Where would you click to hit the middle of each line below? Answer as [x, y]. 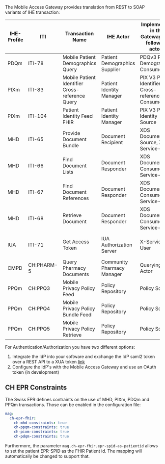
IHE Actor [118, 37]
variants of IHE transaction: [33, 12]
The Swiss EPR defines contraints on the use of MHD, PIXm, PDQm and [77, 399]
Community [115, 262]
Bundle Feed [77, 315]
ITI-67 [36, 192]
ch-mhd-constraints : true [41, 423]
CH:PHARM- [43, 265]
